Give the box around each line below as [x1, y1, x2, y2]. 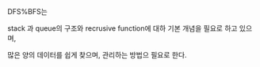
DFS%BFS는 [7, 7, 48, 16]
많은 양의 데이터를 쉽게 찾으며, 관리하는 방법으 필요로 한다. [7, 50, 187, 59]
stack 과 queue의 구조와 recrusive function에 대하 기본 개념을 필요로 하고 [7, 24, 238, 33]
